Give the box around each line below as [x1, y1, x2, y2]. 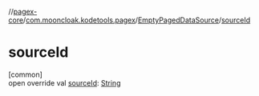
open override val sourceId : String [8, 78, 121, 87]
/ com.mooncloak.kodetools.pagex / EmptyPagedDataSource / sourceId [22, 15, 251, 25]
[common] [8, 70, 42, 79]
